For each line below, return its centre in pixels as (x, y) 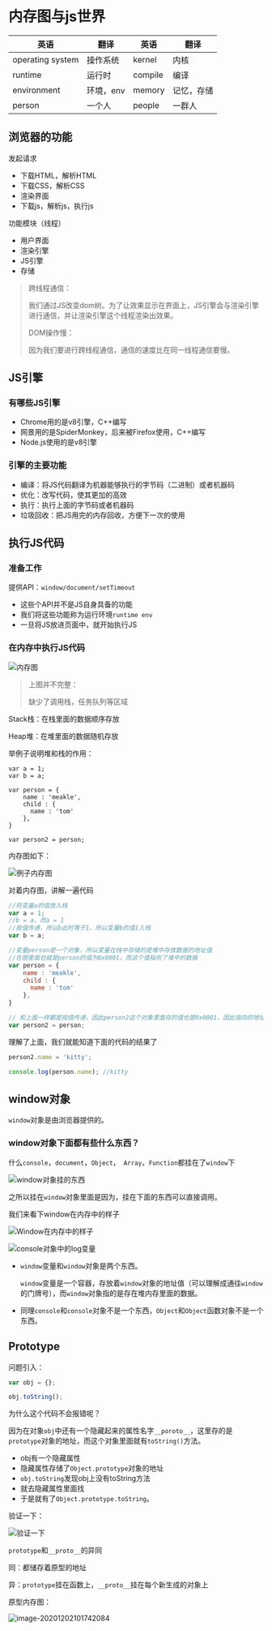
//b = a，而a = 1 (36, 921)
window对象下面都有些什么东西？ (74, 1143)
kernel (145, 59)
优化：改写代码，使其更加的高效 (73, 495)
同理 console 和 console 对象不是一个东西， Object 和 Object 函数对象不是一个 (142, 1310)
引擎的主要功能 (38, 466)
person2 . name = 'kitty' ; (50, 1057)
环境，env (106, 90)
